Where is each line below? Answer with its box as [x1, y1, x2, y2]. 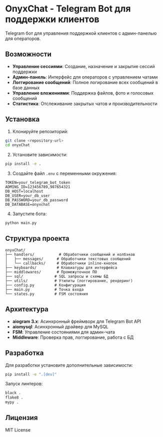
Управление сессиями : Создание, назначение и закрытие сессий [12, 63, 155, 69]
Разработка [5, 349, 44, 357]
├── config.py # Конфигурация [5, 282, 86, 288]
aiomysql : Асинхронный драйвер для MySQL [12, 323, 109, 329]
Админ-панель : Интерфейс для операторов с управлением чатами [12, 74, 158, 80]
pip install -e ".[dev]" [5, 371, 57, 377]
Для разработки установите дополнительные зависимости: [5, 362, 133, 368]
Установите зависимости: [12, 152, 67, 158]
